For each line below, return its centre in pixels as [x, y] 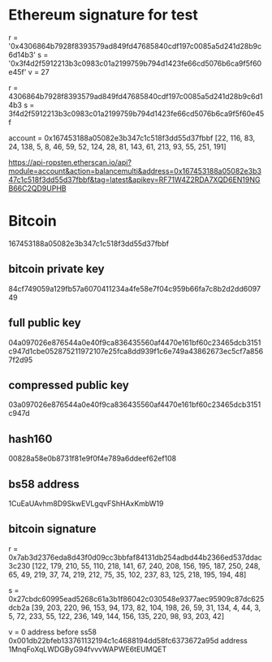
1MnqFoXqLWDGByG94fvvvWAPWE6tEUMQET [88, 649]
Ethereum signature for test [104, 15]
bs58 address [44, 484]
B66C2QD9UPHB [37, 188]
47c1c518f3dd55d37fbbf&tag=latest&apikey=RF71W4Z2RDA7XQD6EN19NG [134, 180]
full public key [45, 323]
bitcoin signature [52, 529]
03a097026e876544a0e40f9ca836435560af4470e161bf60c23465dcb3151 [135, 405]
